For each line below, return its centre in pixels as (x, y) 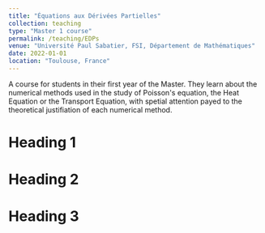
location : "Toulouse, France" (60, 61)
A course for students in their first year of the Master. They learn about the (133, 84)
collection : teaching (45, 23)
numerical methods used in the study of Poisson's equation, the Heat (124, 92)
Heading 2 (44, 180)
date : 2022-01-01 (38, 53)
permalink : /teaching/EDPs (54, 38)
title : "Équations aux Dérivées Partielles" (85, 16)
